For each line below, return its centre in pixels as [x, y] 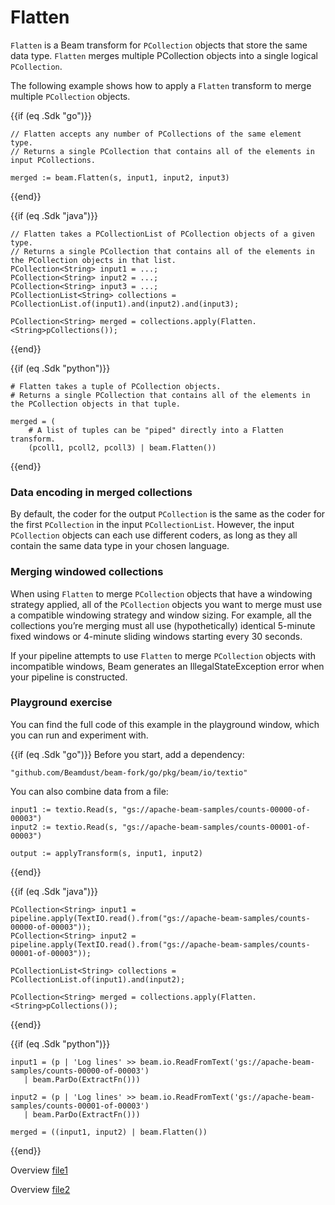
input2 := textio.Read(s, [64, 827]
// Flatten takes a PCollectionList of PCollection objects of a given [162, 234]
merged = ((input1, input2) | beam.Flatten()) [109, 1132]
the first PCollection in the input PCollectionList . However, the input [152, 525]
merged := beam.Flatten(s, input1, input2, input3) [120, 177]
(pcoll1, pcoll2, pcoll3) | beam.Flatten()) [122, 447]
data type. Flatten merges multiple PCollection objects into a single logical [164, 55]
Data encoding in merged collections [101, 492]
